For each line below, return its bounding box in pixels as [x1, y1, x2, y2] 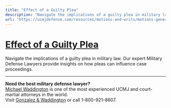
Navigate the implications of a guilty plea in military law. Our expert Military [5, 55, 162, 61]
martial [5, 92, 20, 98]
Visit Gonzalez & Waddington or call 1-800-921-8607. [5, 97, 117, 103]
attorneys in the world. [20, 92, 68, 98]
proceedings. [5, 66, 33, 73]
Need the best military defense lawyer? [5, 81, 91, 87]
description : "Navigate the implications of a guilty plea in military [5, 12, 160, 17]
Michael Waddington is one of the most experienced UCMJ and [5, 86, 138, 92]
